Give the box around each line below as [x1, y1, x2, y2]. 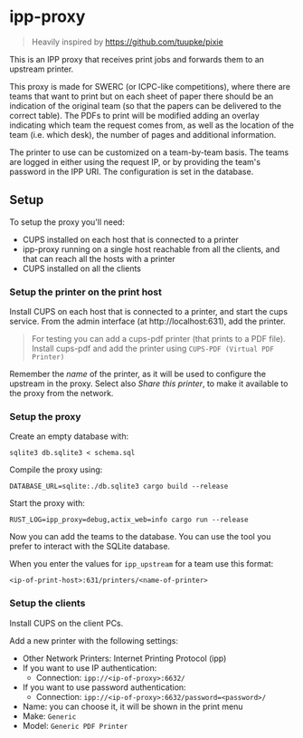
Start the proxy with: [9, 498, 86, 509]
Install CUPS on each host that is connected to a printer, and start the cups [9, 306, 288, 317]
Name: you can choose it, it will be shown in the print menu [22, 701, 243, 712]
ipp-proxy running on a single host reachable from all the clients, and [22, 243, 280, 255]
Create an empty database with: [9, 431, 129, 442]
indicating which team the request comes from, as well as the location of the [9, 120, 294, 131]
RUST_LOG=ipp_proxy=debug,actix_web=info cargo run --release [9, 515, 249, 525]
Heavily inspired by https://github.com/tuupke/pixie [31, 36, 223, 47]
